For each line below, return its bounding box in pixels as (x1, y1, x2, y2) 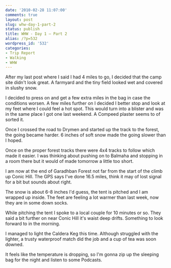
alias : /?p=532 (5, 36, 38, 42)
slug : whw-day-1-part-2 (5, 22, 56, 27)
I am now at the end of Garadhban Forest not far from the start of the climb (5, 168, 163, 174)
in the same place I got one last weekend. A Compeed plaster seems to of (5, 111, 161, 117)
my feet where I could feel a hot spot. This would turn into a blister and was (5, 106, 164, 112)
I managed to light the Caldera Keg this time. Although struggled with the (5, 231, 158, 237)
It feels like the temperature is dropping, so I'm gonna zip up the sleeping (5, 252, 159, 258)
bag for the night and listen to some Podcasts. (5, 257, 103, 263)
